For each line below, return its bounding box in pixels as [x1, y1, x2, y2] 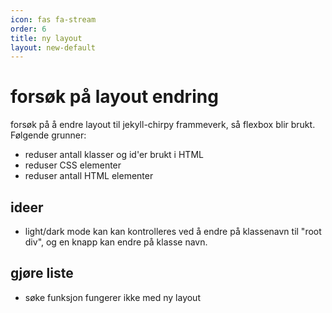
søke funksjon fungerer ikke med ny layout [24, 291, 201, 303]
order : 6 [10, 24, 47, 34]
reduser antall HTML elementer [24, 170, 154, 182]
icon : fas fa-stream [10, 14, 97, 25]
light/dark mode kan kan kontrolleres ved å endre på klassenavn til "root [24, 226, 322, 237]
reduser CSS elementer [24, 159, 122, 171]
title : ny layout [10, 33, 83, 43]
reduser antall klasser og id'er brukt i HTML [24, 149, 204, 161]
